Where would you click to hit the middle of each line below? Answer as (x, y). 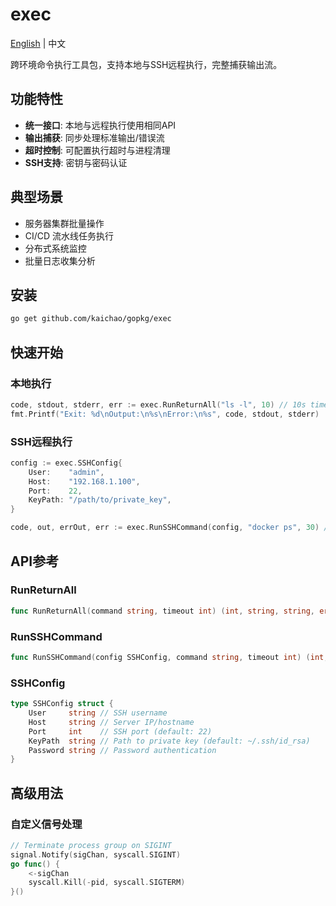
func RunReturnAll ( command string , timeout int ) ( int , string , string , (162, 611)
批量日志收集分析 (60, 260)
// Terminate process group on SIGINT (91, 845)
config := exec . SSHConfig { (66, 463)
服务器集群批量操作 (64, 223)
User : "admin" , (66, 472)
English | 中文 (38, 43)
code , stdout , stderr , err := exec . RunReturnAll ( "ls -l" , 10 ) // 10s (158, 404)
